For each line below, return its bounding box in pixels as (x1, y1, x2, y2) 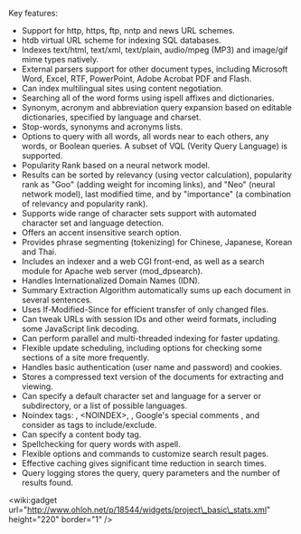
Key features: (8, 8, 58, 18)
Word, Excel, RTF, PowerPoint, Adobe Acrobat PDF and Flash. (21, 73, 252, 84)
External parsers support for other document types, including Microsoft (21, 63, 288, 74)
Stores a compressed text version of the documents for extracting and (21, 371, 284, 382)
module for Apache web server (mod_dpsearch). (21, 266, 203, 276)
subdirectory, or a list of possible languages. (21, 400, 187, 411)
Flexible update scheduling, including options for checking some (21, 343, 263, 353)
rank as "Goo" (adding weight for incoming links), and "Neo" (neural (21, 179, 276, 189)
